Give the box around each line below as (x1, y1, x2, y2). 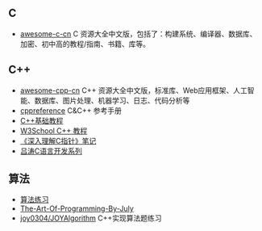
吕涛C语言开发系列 (19, 145, 83, 156)
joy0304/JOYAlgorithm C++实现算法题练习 (19, 213, 163, 223)
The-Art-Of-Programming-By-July (19, 204, 135, 213)
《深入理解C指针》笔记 (19, 136, 97, 145)
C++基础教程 (19, 115, 64, 125)
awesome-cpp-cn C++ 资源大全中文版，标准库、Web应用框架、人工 (19, 85, 247, 95)
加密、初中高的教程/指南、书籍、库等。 (19, 39, 151, 48)
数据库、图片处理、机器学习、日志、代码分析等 (34, 95, 190, 105)
